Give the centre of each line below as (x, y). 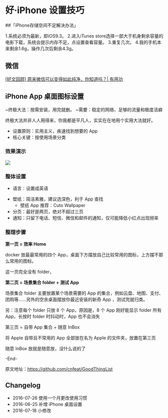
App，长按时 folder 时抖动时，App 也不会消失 (52, 317)
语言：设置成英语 (30, 188)
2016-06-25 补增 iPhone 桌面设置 (47, 404)
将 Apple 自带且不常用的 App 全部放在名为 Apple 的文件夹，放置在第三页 (81, 338)
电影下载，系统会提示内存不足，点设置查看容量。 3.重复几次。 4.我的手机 (81, 42)
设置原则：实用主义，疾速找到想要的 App (55, 131)
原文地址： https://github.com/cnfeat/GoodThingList (59, 369)
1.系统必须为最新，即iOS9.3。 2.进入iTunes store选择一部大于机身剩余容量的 (84, 36)
